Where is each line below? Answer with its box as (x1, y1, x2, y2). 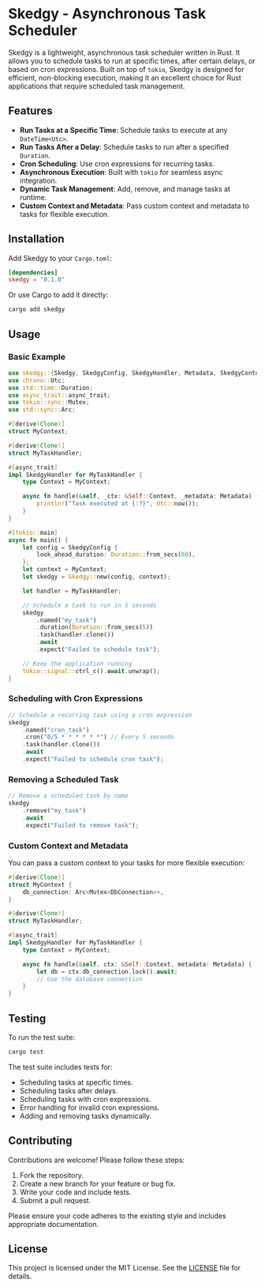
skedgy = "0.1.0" (8, 276, 65, 284)
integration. (19, 176, 58, 185)
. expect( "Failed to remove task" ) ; (22, 821, 140, 829)
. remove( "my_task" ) (22, 806, 87, 815)
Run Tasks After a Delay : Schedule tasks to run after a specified (19, 142, 230, 151)
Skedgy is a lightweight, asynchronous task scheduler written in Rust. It (8, 47, 241, 57)
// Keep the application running (22, 660, 132, 668)
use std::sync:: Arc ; (8, 406, 77, 414)
